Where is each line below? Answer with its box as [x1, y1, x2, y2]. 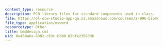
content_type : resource [5, 7, 53, 12]
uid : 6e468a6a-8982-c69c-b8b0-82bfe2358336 [5, 34, 95, 39]
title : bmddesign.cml [5, 29, 49, 34]
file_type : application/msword [5, 20, 68, 25]
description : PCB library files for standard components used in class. [5, 11, 155, 16]
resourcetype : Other [5, 25, 47, 30]
